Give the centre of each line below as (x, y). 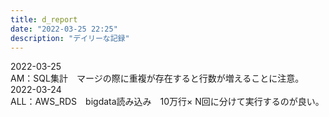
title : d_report (44, 19)
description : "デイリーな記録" (70, 38)
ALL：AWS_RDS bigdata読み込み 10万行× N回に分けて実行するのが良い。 (167, 102)
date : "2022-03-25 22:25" (64, 29)
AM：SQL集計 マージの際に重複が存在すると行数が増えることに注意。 (157, 78)
